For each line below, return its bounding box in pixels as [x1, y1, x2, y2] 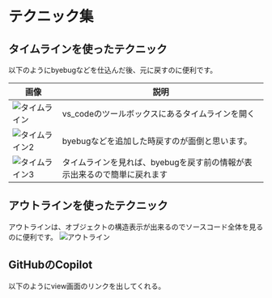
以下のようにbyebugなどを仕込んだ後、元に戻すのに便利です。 [8, 66, 218, 74]
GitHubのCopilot [8, 258, 93, 272]
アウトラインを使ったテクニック [8, 199, 168, 213]
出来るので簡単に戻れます [70, 169, 168, 180]
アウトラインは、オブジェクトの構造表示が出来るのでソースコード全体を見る [8, 222, 264, 232]
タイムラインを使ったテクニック [8, 42, 168, 56]
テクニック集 [8, 7, 95, 26]
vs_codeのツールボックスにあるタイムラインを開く [62, 109, 256, 119]
